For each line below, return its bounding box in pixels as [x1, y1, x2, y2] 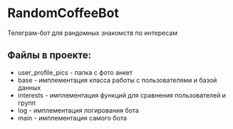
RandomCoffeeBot [7, 5, 120, 21]
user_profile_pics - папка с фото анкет [17, 68, 133, 76]
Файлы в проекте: [7, 49, 91, 61]
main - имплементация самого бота [17, 113, 127, 122]
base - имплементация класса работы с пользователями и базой [17, 76, 217, 84]
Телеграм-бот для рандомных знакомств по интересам [7, 29, 178, 37]
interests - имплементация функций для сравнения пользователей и [17, 91, 227, 99]
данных [17, 83, 41, 92]
